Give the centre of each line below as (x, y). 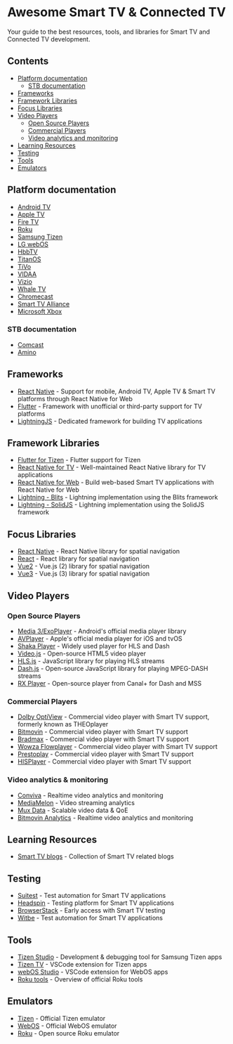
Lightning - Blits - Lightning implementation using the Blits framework (118, 497)
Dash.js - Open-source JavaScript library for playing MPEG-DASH (113, 668)
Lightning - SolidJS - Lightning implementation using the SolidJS (111, 505)
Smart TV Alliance (44, 304)
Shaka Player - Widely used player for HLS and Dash (93, 646)
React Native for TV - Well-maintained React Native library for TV (112, 467)
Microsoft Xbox (40, 311)
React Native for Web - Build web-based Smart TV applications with (115, 483)
